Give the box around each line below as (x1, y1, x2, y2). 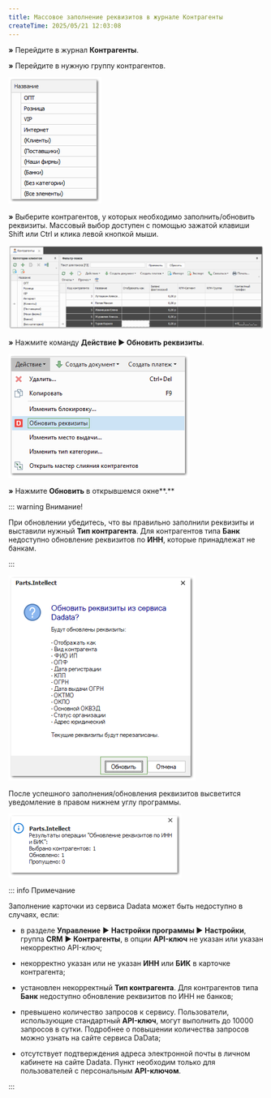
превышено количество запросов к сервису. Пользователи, (19, 1007, 230, 1017)
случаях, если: (8, 910, 59, 920)
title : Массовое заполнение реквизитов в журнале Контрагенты (8, 13, 223, 21)
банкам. (8, 543, 37, 553)
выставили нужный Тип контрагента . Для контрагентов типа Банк (8, 526, 241, 536)
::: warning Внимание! (8, 502, 84, 512)
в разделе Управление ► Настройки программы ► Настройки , (19, 925, 247, 936)
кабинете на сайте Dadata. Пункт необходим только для (19, 1057, 216, 1067)
